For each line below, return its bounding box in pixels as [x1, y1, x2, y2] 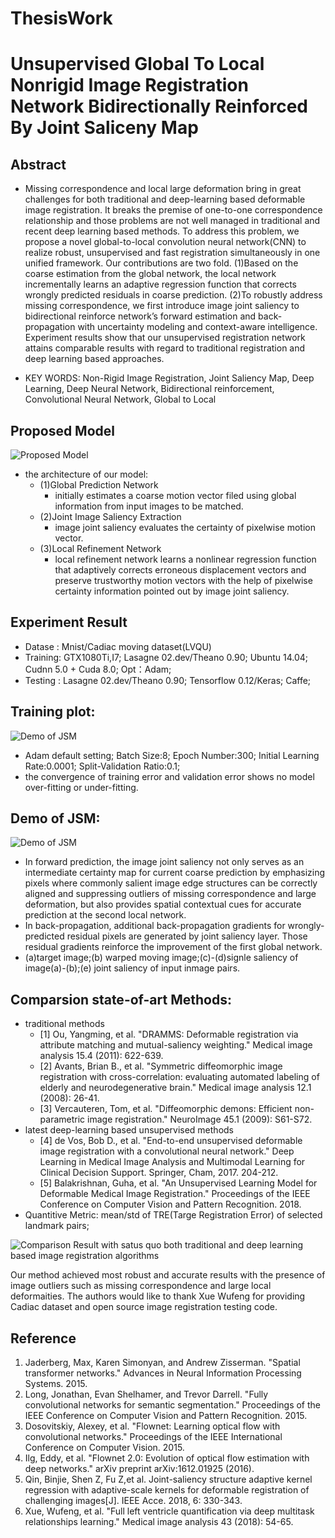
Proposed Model [10, 422, 116, 439]
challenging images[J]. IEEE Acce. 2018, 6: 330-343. [24, 1495, 243, 1507]
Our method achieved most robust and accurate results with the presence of [10, 1269, 326, 1281]
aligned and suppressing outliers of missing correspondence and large [24, 888, 317, 900]
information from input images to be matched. [54, 500, 244, 512]
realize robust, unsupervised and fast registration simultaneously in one [24, 247, 321, 259]
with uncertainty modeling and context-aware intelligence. [77, 321, 318, 333]
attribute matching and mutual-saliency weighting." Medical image [39, 1039, 313, 1051]
